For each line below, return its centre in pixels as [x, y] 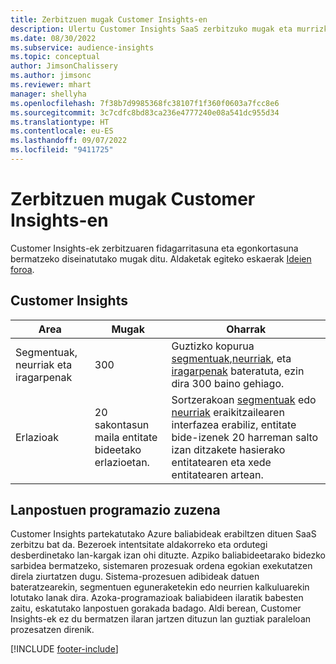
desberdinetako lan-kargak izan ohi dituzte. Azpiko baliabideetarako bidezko [168, 555]
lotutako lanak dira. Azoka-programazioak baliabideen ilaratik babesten [157, 598]
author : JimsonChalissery [64, 66]
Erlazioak [37, 437]
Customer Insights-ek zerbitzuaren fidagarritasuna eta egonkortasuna [154, 248]
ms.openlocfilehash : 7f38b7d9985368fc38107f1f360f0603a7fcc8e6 [145, 103]
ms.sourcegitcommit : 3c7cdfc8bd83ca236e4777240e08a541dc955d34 [145, 112]
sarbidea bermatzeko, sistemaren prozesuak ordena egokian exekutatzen [161, 566]
